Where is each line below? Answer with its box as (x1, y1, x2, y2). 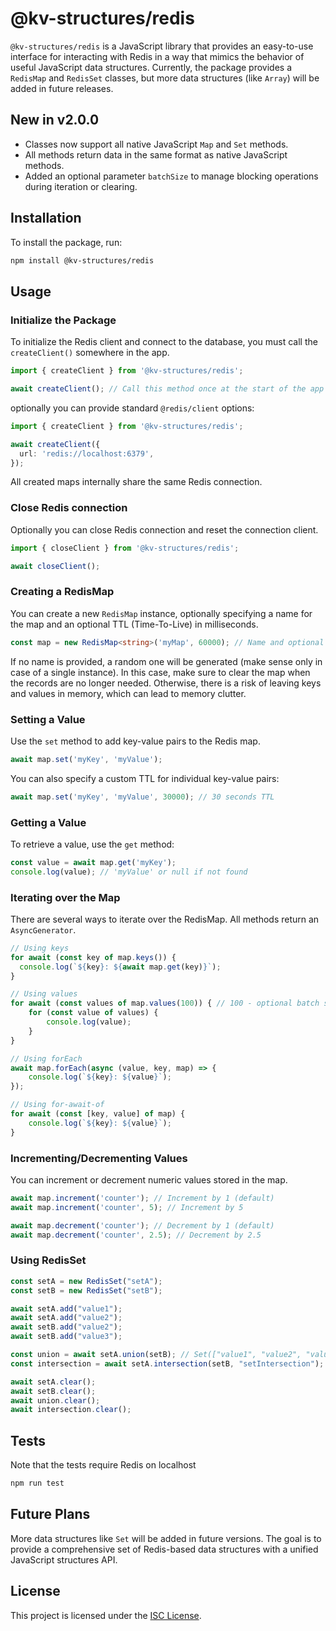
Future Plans (10, 1506, 91, 1523)
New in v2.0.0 (10, 112, 100, 129)
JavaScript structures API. (10, 1553, 118, 1566)
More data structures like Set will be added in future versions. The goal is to (10, 1532, 322, 1544)
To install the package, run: (10, 236, 123, 248)
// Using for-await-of (10, 1100, 105, 1110)
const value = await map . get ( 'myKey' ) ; (10, 857, 177, 867)
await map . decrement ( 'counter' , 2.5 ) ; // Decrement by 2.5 (10, 1230, 262, 1240)
